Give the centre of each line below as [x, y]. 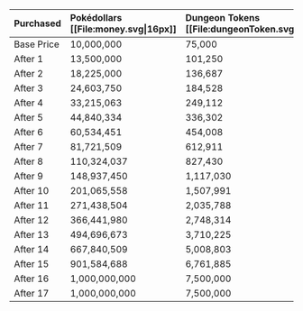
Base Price [37, 44]
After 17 [32, 293]
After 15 [32, 264]
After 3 [28, 88]
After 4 [28, 103]
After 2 [28, 73]
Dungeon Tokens [222, 18]
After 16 [32, 279]
